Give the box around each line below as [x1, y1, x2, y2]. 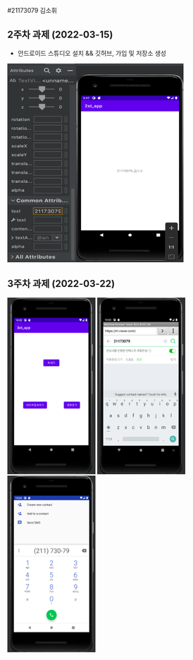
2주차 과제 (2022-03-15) [7, 29, 113, 41]
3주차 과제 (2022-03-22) [7, 278, 115, 290]
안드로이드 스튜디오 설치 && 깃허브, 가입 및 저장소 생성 [17, 49, 167, 57]
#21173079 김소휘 [7, 6, 58, 14]
